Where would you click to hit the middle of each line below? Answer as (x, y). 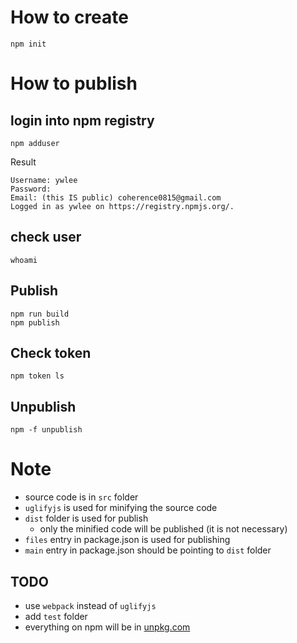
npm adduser (35, 143)
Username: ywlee (44, 180)
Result (23, 162)
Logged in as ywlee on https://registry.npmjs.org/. (122, 206)
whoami (24, 260)
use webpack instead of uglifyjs (90, 605)
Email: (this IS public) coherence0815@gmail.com (116, 197)
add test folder (56, 616)
